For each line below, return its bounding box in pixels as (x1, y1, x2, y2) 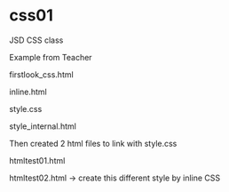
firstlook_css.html (9, 68, 74, 80)
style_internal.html (9, 121, 77, 132)
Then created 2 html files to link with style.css (9, 138, 178, 148)
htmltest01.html (9, 155, 66, 165)
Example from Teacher (9, 52, 92, 62)
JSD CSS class (9, 35, 64, 45)
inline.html (9, 86, 47, 97)
